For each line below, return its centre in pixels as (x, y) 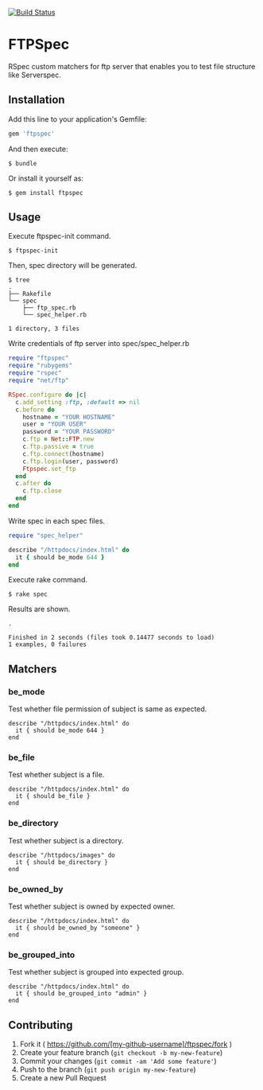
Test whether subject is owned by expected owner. (92, 906)
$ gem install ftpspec (46, 193)
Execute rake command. (48, 580)
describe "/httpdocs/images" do (62, 855)
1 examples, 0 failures (48, 644)
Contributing (41, 1025)
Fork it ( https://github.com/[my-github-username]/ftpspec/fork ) (126, 1044)
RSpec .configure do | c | (48, 395)
